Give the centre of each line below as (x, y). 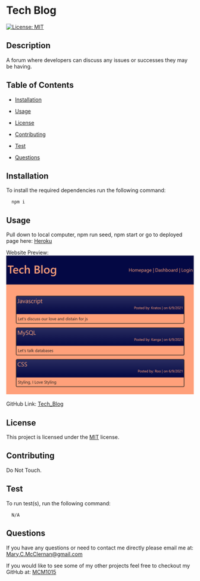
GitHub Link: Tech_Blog (35, 404)
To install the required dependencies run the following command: (86, 190)
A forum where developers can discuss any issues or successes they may (97, 60)
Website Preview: (27, 253)
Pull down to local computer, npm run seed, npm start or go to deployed (94, 235)
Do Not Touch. (24, 470)
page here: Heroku (29, 241)
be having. (19, 66)
